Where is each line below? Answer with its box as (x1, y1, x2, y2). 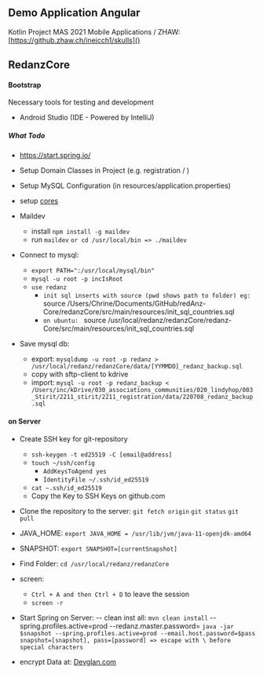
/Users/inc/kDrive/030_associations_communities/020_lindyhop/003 (31, 386, 254, 394)
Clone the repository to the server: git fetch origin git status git (19, 506, 239, 515)
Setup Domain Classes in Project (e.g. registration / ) (19, 166, 190, 175)
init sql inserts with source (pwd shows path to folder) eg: (42, 292, 251, 300)
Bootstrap (8, 80, 42, 90)
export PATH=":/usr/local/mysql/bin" (31, 267, 155, 275)
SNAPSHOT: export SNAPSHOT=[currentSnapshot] (19, 544, 178, 553)
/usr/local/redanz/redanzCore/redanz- (108, 316, 232, 325)
